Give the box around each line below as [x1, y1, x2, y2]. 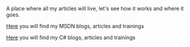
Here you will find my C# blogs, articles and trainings [6, 34, 135, 41]
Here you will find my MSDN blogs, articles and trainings [6, 23, 144, 29]
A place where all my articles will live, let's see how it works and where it [6, 5, 184, 12]
